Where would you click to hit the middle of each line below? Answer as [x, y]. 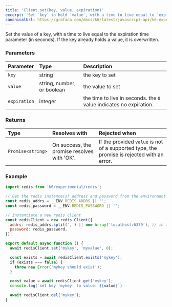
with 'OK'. [64, 158]
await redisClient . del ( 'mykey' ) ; [46, 295]
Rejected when [118, 133]
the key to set [100, 75]
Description [98, 66]
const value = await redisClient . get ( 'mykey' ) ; [62, 281]
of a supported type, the [128, 148]
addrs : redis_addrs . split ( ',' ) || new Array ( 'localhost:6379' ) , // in [87, 225]
